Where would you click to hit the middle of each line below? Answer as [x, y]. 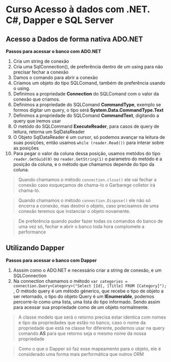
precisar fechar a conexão [41, 72]
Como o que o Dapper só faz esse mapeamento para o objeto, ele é [90, 349]
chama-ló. [29, 190]
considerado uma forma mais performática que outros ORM [81, 354]
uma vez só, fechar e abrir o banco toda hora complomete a [81, 226]
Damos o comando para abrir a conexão [56, 77]
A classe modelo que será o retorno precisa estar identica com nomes [92, 317]
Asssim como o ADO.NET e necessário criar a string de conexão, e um [87, 270]
